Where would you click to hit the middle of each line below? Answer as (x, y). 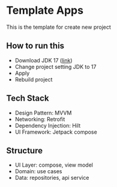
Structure (25, 150)
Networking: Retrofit (40, 119)
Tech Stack (28, 99)
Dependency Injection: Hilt (48, 125)
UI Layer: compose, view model (54, 165)
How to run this (35, 46)
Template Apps (45, 10)
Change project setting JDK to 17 (55, 67)
